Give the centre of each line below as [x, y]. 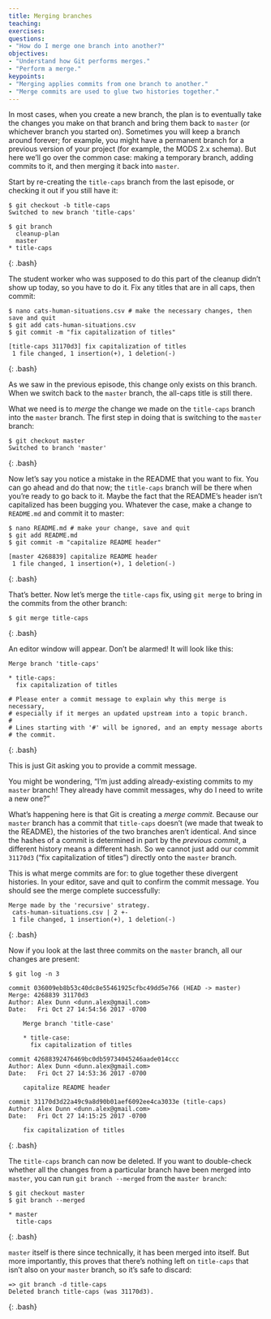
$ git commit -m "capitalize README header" [85, 543]
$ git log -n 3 [34, 974]
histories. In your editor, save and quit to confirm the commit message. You [134, 882]
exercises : [27, 31]
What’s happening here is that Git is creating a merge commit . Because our [133, 815]
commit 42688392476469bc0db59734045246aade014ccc [94, 1060]
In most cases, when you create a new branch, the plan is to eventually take [135, 115]
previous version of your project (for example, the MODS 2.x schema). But [132, 149]
